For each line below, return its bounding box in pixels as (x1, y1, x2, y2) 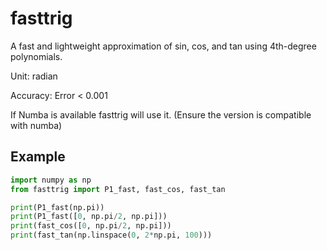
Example (10, 148, 66, 166)
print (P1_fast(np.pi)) (10, 202, 105, 212)
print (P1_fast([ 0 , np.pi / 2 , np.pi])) (10, 212, 168, 222)
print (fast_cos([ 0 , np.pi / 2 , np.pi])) (10, 221, 172, 231)
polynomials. (10, 50, 63, 62)
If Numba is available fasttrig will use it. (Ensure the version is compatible (10, 108, 312, 121)
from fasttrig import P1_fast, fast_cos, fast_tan (10, 184, 226, 194)
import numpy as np (10, 175, 92, 185)
